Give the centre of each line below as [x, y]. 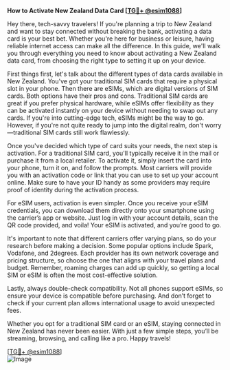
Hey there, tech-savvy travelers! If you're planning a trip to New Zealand [110, 24]
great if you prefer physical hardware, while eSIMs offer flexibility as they [111, 103]
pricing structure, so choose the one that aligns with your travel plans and [112, 260]
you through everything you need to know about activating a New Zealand [112, 53]
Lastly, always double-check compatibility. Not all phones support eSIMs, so [115, 288]
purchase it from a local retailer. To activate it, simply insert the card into [109, 161]
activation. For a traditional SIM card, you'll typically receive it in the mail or [113, 153]
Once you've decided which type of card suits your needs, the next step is [113, 146]
